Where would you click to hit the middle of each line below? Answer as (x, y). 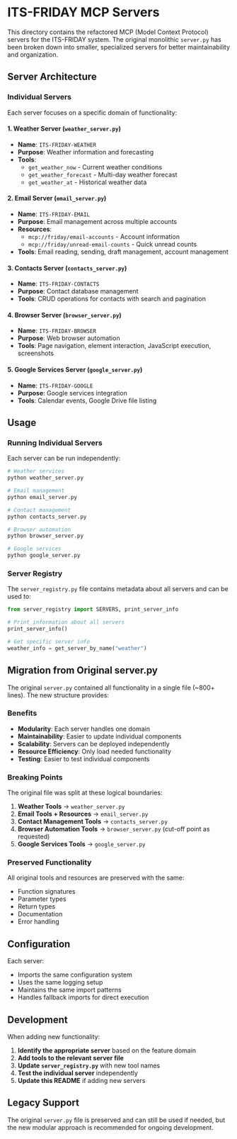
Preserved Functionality (50, 863)
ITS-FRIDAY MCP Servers (83, 12)
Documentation (40, 914)
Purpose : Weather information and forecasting (86, 152)
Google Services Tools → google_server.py (81, 844)
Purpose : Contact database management (78, 291)
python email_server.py (42, 497)
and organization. (33, 55)
